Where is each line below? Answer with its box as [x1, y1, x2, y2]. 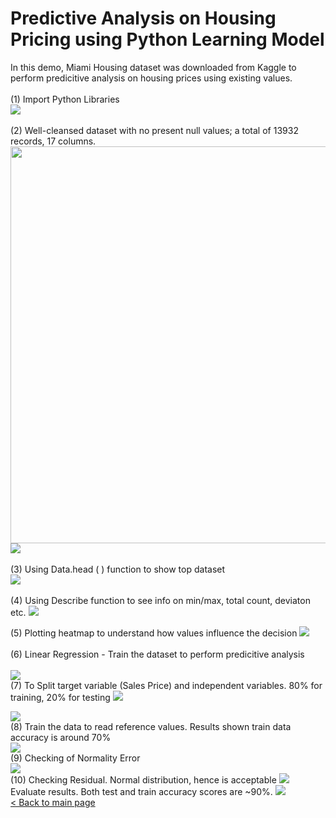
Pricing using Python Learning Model [10, 28, 325, 51]
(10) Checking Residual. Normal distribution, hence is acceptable [10, 773, 277, 786]
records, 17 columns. [10, 135, 97, 147]
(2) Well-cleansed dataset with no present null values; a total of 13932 [10, 124, 299, 136]
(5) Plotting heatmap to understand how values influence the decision [10, 627, 298, 639]
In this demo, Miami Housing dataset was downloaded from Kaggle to [10, 61, 297, 73]
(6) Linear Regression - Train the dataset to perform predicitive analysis [10, 648, 305, 660]
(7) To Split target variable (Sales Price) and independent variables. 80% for [10, 679, 323, 691]
